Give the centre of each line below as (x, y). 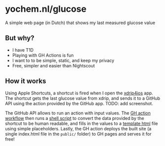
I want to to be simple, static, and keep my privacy (63, 60)
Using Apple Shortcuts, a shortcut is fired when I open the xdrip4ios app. (79, 93)
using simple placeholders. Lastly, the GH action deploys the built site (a (78, 128)
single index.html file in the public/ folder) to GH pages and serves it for (78, 134)
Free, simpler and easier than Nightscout (53, 65)
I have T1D (23, 50)
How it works (26, 81)
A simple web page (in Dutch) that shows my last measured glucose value (80, 23)
